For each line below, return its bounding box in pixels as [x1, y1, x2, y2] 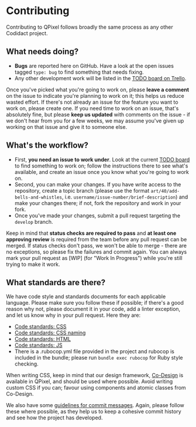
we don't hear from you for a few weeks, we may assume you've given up [6, 117, 184, 124]
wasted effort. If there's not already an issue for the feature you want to [6, 98, 178, 105]
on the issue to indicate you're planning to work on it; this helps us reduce [6, 92, 184, 99]
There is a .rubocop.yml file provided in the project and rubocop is [14, 348, 174, 355]
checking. [14, 360, 39, 367]
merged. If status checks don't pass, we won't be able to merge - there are [6, 242, 187, 249]
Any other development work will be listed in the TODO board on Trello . [14, 74, 187, 81]
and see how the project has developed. [6, 414, 103, 421]
